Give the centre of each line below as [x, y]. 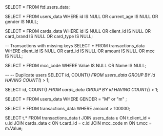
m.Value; [14, 128]
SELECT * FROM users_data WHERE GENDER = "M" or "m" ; [66, 99]
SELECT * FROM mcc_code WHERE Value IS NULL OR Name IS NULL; [76, 66]
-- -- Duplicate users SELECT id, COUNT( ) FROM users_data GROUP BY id [80, 75]
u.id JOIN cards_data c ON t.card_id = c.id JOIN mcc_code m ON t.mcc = [79, 123]
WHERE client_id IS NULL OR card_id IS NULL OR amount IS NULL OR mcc [80, 51]
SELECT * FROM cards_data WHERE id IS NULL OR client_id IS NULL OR [78, 31]
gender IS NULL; [22, 22]
